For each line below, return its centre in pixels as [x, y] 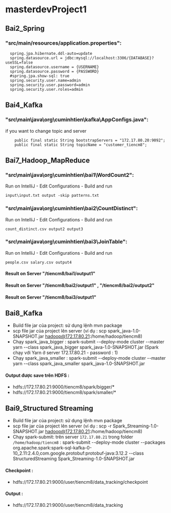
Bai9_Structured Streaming [49, 408]
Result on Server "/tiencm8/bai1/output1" [50, 274]
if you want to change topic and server [46, 131]
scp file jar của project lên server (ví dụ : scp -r [62, 426]
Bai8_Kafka [24, 313]
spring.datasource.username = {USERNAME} [55, 67]
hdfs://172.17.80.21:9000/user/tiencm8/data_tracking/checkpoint [80, 482]
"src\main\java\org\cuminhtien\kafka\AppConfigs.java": [77, 120]
